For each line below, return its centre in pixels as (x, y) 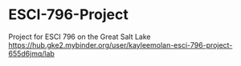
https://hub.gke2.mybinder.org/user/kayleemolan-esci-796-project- (120, 45)
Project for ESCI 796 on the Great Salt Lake (80, 37)
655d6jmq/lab (31, 53)
